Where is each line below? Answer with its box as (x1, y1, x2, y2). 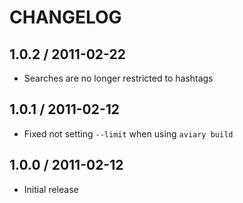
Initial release (23, 183, 79, 195)
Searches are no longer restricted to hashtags (23, 72, 214, 84)
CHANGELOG (9, 6, 122, 29)
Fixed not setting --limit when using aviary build (23, 127, 234, 140)
